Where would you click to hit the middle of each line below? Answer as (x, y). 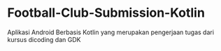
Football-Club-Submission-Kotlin (106, 13)
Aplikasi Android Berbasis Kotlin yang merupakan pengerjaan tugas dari (111, 32)
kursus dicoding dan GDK (44, 39)
